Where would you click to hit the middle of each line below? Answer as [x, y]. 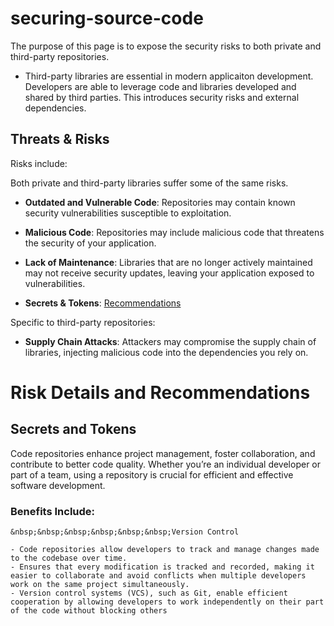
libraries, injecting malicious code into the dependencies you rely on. [166, 352]
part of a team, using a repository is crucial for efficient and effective [152, 474]
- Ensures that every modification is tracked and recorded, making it [162, 567]
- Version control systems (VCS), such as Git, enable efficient [149, 593]
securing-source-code [107, 18]
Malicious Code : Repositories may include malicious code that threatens [174, 232]
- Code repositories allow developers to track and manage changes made [165, 550]
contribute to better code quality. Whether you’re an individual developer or [166, 464]
